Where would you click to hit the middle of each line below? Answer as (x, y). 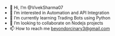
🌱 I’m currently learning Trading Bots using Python (60, 18)
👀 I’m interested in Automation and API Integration (59, 13)
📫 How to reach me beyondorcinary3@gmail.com (60, 28)
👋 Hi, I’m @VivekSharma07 (36, 8)
